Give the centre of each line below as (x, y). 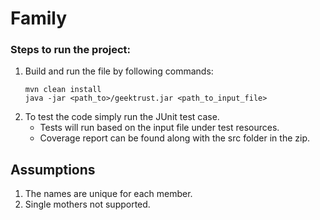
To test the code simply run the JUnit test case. (122, 117)
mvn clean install (63, 90)
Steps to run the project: (70, 50)
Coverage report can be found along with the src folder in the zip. (174, 138)
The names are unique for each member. (108, 194)
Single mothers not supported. (87, 204)
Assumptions (53, 169)
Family (39, 18)
